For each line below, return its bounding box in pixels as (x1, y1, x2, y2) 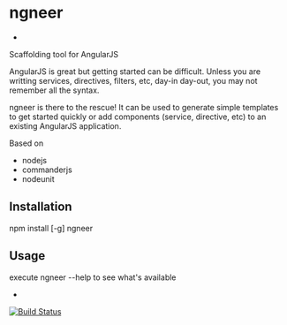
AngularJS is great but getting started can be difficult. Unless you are (9, 65, 261, 77)
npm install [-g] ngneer (9, 223, 94, 233)
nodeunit (21, 173, 55, 184)
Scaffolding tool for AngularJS (9, 49, 119, 59)
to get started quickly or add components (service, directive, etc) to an (9, 111, 267, 122)
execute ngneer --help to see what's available (9, 272, 177, 283)
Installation (9, 200, 72, 215)
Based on (9, 138, 44, 148)
